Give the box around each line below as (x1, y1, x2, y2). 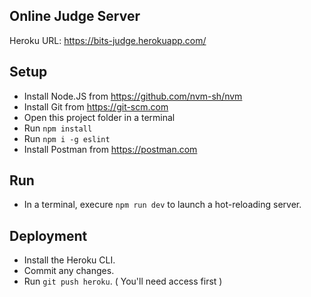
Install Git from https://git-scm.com (23, 100, 169, 113)
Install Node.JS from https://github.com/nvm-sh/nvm (23, 90, 243, 102)
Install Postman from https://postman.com (23, 143, 198, 155)
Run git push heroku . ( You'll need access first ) (23, 275, 223, 288)
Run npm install (23, 122, 93, 134)
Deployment (9, 227, 88, 244)
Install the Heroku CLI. (23, 254, 116, 266)
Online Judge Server (9, 8, 141, 25)
